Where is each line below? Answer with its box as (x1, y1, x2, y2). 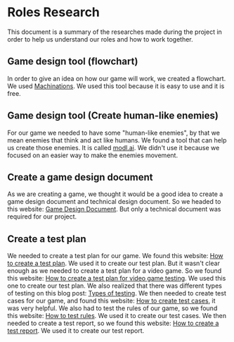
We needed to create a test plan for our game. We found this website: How (7, 252, 223, 260)
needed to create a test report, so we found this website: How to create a (7, 319, 219, 328)
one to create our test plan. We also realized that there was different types (7, 281, 223, 290)
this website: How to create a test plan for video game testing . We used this (7, 274, 226, 283)
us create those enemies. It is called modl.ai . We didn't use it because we (7, 143, 220, 152)
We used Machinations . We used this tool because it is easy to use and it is (7, 82, 225, 90)
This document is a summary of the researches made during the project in (7, 28, 223, 36)
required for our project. (7, 212, 77, 221)
